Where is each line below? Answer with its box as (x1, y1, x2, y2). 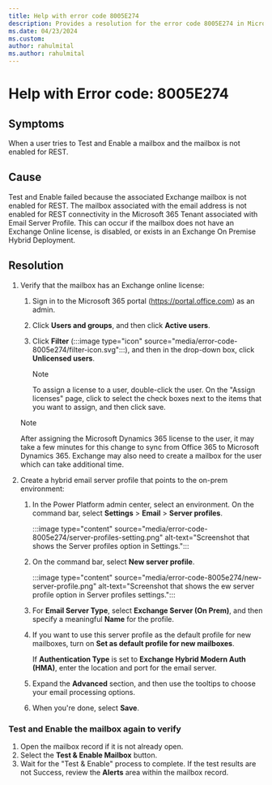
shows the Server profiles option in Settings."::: (32, 541, 189, 550)
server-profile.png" (32, 581, 97, 591)
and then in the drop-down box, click (131, 344, 255, 354)
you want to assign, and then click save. (32, 402, 166, 412)
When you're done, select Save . (32, 703, 140, 713)
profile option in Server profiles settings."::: (32, 589, 176, 599)
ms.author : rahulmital (8, 50, 85, 58)
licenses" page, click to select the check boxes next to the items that (32, 393, 261, 403)
